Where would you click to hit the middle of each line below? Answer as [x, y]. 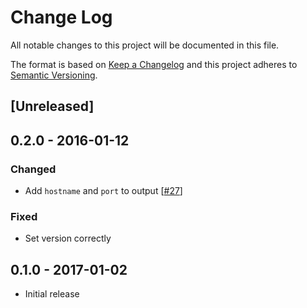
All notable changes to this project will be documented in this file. [145, 45]
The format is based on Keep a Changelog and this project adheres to [154, 64]
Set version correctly [68, 238]
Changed [33, 169]
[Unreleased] [52, 106]
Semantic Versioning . [54, 75]
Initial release [52, 294]
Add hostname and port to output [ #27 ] [103, 191]
